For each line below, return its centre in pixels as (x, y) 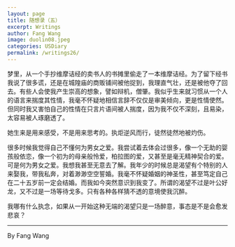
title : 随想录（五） (34, 20)
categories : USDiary (37, 46)
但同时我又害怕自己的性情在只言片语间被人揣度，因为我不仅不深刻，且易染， (117, 109)
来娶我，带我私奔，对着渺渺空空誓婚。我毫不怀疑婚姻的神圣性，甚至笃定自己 (117, 173)
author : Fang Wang (34, 33)
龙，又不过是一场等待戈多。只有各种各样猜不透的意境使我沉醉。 (99, 191)
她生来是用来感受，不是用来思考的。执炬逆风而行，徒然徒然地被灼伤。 (108, 132)
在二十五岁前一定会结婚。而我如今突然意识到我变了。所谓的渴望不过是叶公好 (117, 182)
